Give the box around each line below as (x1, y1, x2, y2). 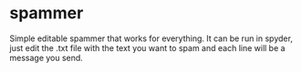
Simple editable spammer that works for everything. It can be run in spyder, (9, 33, 294, 44)
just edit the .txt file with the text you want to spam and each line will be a (9, 42, 286, 53)
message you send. (9, 52, 84, 63)
